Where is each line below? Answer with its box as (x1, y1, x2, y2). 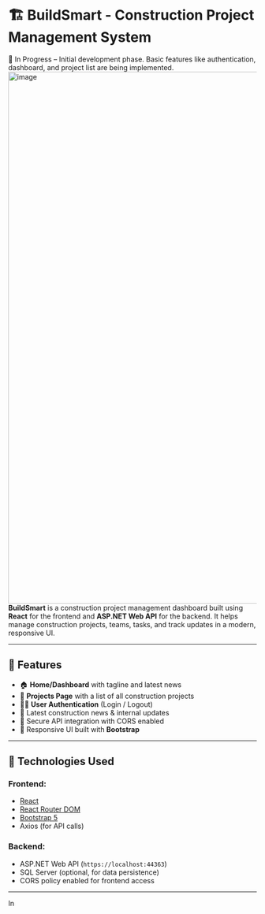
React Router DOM (19, 804, 81, 814)
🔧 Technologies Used (8, 755, 114, 768)
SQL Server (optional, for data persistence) (19, 868, 160, 877)
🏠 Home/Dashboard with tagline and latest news (19, 679, 182, 689)
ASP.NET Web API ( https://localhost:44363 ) (19, 859, 167, 868)
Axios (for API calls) (19, 821, 84, 831)
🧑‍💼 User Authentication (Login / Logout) (19, 699, 154, 709)
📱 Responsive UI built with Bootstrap (19, 724, 140, 734)
